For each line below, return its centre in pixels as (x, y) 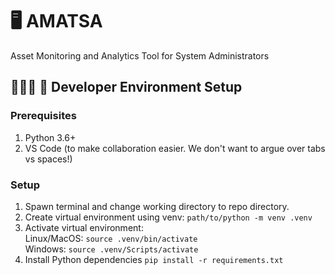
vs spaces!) (48, 159)
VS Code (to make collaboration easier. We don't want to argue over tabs (175, 148)
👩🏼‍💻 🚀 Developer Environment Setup (126, 87)
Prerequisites (43, 116)
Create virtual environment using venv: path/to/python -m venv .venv (168, 217)
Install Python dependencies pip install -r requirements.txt (154, 259)
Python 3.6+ (50, 137)
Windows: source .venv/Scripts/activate (111, 249)
